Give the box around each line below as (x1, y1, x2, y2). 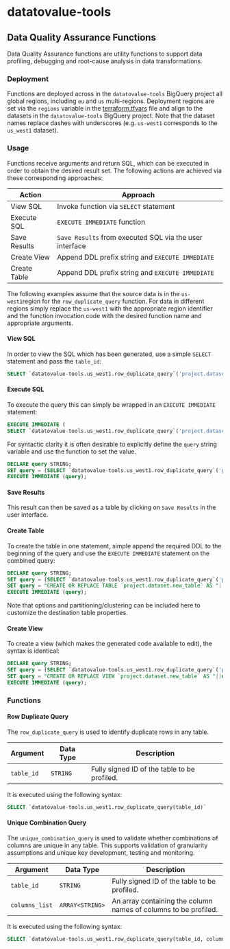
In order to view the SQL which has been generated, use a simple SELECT (7, 350, 212, 358)
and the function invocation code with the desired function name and (7, 311, 202, 320)
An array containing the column (112, 896, 213, 906)
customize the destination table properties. (7, 609, 128, 617)
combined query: (7, 556, 55, 564)
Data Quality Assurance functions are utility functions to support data (7, 49, 203, 58)
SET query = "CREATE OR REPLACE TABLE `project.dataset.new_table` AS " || (7, 582, 225, 590)
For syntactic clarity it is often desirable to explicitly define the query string (7, 440, 218, 448)
